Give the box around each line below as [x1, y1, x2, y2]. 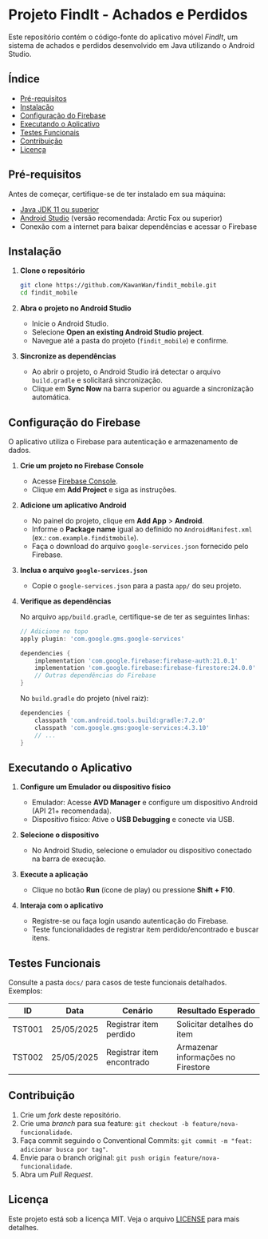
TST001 [12, 1024, 44, 1035]
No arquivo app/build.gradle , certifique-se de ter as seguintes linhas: [19, 611, 250, 621]
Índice [8, 72, 40, 86]
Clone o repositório [19, 266, 85, 275]
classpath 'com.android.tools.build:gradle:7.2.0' [34, 716, 207, 724]
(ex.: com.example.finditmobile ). [31, 532, 139, 542]
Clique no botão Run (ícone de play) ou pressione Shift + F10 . [31, 885, 235, 895]
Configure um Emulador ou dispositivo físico [19, 782, 171, 792]
